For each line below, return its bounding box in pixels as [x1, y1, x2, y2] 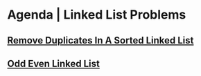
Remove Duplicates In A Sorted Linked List [7, 35, 194, 46]
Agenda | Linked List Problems [7, 7, 186, 23]
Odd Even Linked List [7, 57, 101, 69]
